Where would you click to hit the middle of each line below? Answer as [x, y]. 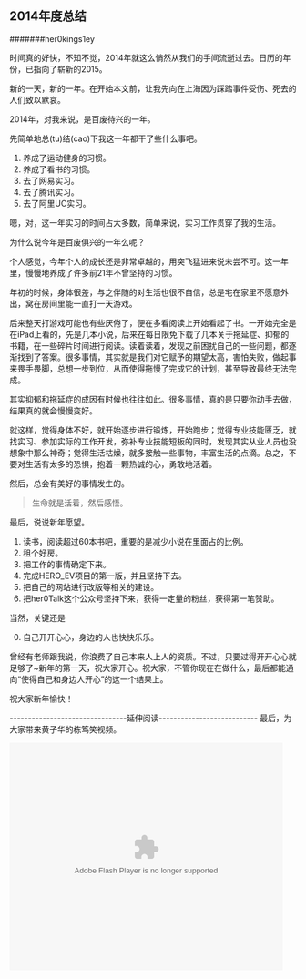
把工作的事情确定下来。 [66, 564]
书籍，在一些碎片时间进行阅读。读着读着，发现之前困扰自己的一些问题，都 [149, 345]
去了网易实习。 [51, 180]
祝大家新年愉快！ [41, 699]
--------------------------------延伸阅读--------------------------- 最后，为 [151, 718]
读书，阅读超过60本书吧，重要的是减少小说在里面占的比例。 [135, 541]
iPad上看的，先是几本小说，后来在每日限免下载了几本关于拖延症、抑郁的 [153, 334]
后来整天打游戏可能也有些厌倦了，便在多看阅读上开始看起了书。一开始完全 [149, 322]
